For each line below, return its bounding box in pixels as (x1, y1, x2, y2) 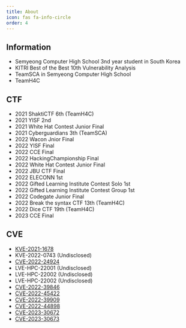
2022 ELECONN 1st (14, 174, 63, 181)
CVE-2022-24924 (14, 258, 60, 265)
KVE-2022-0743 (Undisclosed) (14, 251, 92, 259)
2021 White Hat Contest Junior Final (14, 123, 104, 130)
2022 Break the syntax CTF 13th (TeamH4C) (14, 199, 125, 206)
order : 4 (6, 20, 28, 26)
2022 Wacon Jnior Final (14, 136, 74, 142)
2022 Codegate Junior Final (14, 193, 85, 200)
